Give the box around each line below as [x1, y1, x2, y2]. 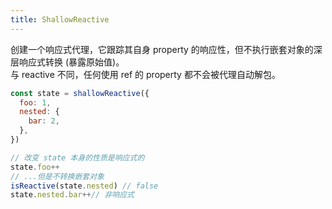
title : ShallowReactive [10, 14, 110, 25]
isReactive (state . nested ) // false [10, 181, 159, 191]
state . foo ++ [10, 162, 60, 172]
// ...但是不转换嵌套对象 [10, 171, 105, 181]
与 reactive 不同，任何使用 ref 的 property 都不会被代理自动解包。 [10, 68, 281, 80]
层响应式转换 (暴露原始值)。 [10, 56, 125, 68]
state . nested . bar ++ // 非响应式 [10, 190, 135, 200]
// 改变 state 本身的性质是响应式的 [10, 152, 145, 163]
